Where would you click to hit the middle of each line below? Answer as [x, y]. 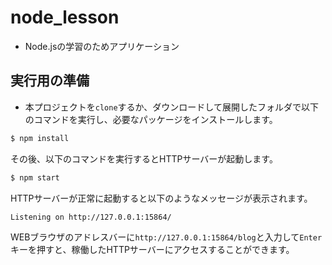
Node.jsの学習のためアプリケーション [102, 46]
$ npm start [35, 177]
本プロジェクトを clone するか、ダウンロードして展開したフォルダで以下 [171, 107]
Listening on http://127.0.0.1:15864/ [91, 217]
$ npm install [40, 138]
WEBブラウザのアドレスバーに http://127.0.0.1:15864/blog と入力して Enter [166, 237]
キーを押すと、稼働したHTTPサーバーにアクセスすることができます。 [152, 250]
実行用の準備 [50, 81]
